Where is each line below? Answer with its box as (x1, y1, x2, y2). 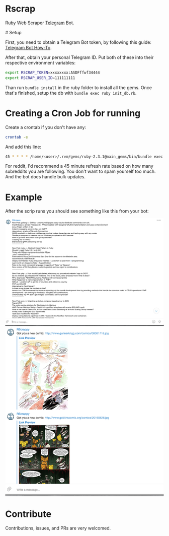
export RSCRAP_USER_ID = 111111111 (5, 75, 75, 81)
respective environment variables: (5, 59, 76, 65)
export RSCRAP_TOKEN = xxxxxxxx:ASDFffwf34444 (5, 70, 100, 75)
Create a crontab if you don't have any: (5, 124, 87, 130)
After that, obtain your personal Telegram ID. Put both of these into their (5, 54, 154, 60)
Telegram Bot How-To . (5, 44, 52, 50)
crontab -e (5, 135, 28, 140)
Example (5, 191, 42, 203)
